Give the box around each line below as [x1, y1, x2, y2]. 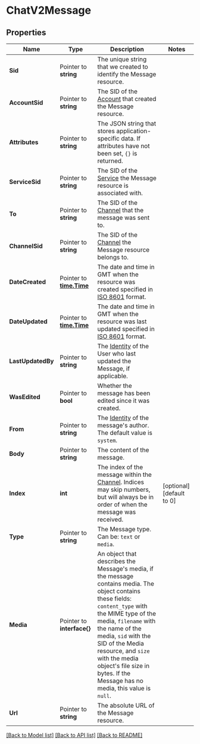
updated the [97, 357, 132, 365]
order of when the [97, 500, 148, 509]
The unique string [97, 55, 147, 63]
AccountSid [9, 99, 43, 106]
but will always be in [97, 493, 154, 501]
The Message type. [97, 525, 152, 533]
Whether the [97, 382, 132, 390]
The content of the [97, 446, 149, 454]
